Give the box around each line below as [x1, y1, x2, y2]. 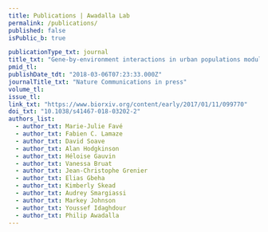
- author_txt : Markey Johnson [15, 196, 116, 204]
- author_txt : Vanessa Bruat [15, 159, 112, 167]
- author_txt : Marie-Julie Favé [15, 123, 124, 131]
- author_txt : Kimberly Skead [15, 182, 116, 190]
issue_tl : [8, 92, 41, 100]
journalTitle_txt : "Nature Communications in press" [8, 77, 187, 86]
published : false [8, 26, 66, 34]
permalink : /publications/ [8, 19, 98, 27]
